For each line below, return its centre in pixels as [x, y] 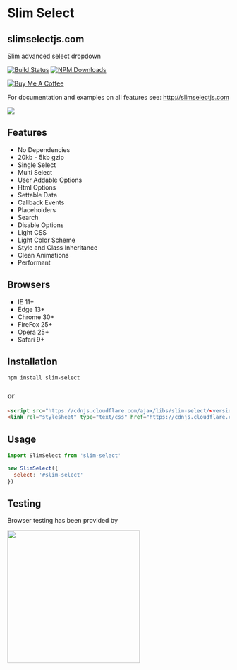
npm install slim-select [44, 378]
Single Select [37, 165]
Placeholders [37, 209]
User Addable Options [50, 180]
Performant [34, 262]
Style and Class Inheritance [57, 247]
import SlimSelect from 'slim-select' [64, 456]
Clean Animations [43, 255]
